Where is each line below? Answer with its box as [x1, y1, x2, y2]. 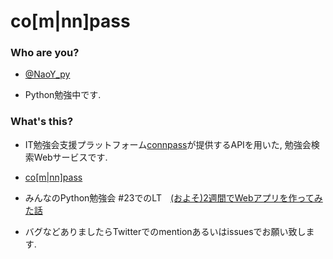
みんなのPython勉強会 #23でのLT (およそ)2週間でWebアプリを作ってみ [24, 191, 323, 204]
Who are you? [10, 46, 80, 60]
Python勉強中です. [24, 89, 102, 101]
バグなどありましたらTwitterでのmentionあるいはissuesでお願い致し [24, 225, 307, 237]
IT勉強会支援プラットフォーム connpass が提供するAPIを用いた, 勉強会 [24, 138, 312, 150]
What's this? [10, 115, 74, 129]
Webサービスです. [33, 151, 108, 163]
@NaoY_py [24, 68, 71, 80]
